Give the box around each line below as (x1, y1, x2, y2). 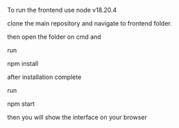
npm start (7, 100, 35, 108)
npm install (7, 60, 39, 68)
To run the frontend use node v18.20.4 (7, 6, 117, 14)
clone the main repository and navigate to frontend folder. (7, 19, 172, 27)
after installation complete (7, 73, 82, 81)
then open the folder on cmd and (7, 33, 102, 41)
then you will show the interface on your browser (7, 113, 147, 121)
